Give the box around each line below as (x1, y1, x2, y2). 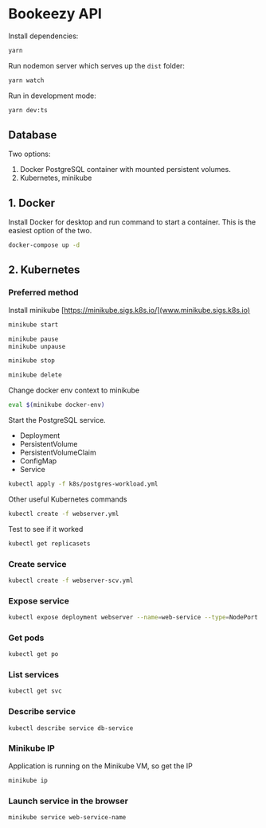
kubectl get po (8, 650, 59, 658)
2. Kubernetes (8, 264, 80, 277)
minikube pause (8, 335, 59, 343)
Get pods (8, 632, 45, 643)
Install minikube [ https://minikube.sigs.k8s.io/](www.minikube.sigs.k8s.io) (8, 305, 251, 314)
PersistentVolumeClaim (19, 447, 97, 457)
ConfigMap (19, 456, 57, 466)
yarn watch (8, 76, 45, 84)
